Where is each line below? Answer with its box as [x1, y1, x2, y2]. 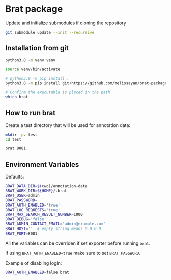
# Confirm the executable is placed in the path [5, 90, 110, 95]
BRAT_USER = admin [5, 193, 40, 198]
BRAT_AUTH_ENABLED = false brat [5, 270, 70, 275]
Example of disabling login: [5, 260, 62, 266]
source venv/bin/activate [5, 67, 60, 72]
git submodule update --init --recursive [5, 30, 95, 35]
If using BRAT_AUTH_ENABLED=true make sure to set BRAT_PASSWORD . [5, 250, 141, 256]
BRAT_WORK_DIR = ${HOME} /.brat [5, 188, 67, 193]
